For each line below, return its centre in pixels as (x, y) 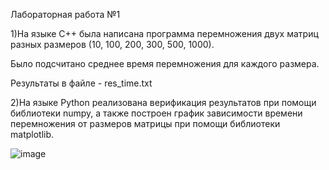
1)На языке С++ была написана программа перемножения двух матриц (164, 33)
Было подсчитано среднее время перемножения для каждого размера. (165, 63)
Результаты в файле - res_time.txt (81, 83)
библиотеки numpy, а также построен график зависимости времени (156, 113)
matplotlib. (32, 134)
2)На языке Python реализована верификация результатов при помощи (163, 102)
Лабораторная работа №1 (65, 14)
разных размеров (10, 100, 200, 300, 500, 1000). (112, 44)
